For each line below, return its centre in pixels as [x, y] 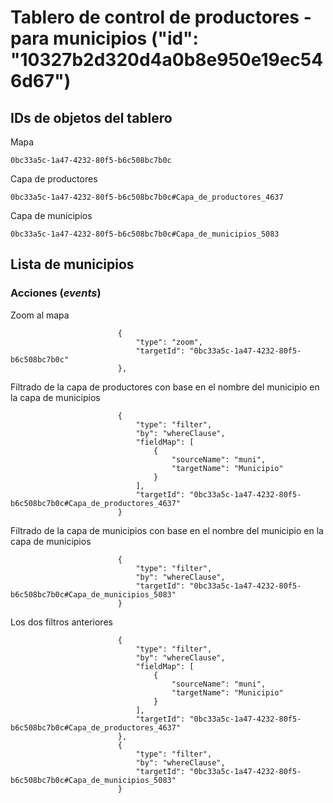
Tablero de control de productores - [161, 17]
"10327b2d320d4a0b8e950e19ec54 [167, 60]
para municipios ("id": [104, 38]
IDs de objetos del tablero [91, 117]
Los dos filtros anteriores [61, 622]
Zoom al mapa [40, 315]
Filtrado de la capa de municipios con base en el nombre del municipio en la [167, 530]
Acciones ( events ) [56, 293]
